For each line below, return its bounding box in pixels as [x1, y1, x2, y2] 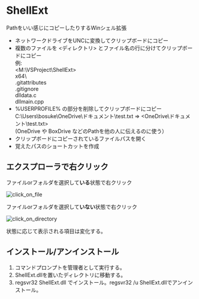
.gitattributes [14, 78, 47, 86]
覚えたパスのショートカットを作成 [14, 142, 99, 150]
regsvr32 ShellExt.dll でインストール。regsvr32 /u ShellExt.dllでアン [14, 279, 183, 286]
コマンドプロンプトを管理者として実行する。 [14, 264, 125, 271]
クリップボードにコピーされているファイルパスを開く [14, 135, 147, 142]
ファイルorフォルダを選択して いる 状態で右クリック [6, 179, 132, 186]
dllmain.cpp [14, 98, 44, 105]
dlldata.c [14, 91, 37, 99]
